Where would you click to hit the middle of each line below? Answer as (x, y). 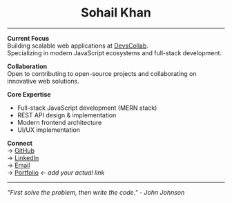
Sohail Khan (116, 13)
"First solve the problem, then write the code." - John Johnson (96, 192)
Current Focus (28, 38)
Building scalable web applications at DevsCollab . (78, 46)
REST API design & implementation (67, 115)
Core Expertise (29, 94)
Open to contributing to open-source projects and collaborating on (102, 73)
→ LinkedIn (23, 157)
